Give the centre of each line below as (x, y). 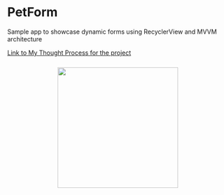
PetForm (33, 12)
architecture (25, 39)
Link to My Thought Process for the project (69, 53)
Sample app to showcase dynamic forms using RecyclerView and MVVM (112, 32)
